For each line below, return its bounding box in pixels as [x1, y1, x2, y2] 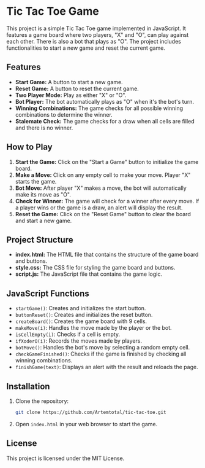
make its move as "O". [15, 190, 72, 198]
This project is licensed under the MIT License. [6, 454, 125, 462]
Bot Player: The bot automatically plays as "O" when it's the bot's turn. [15, 98, 195, 105]
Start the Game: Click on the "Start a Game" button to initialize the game [15, 158, 199, 165]
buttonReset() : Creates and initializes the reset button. [15, 311, 153, 319]
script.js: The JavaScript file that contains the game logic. [15, 270, 162, 278]
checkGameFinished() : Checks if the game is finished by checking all [15, 350, 187, 357]
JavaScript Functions [6, 288, 90, 298]
